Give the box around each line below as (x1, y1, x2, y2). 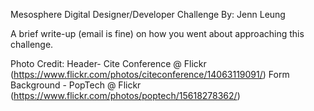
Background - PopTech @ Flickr (10, 79, 142, 91)
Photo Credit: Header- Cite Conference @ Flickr (10, 58, 207, 69)
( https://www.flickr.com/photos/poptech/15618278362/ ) (10, 90, 241, 101)
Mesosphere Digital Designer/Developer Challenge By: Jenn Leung (10, 9, 286, 20)
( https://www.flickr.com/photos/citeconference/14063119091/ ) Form (10, 69, 290, 80)
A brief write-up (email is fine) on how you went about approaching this (10, 28, 305, 39)
